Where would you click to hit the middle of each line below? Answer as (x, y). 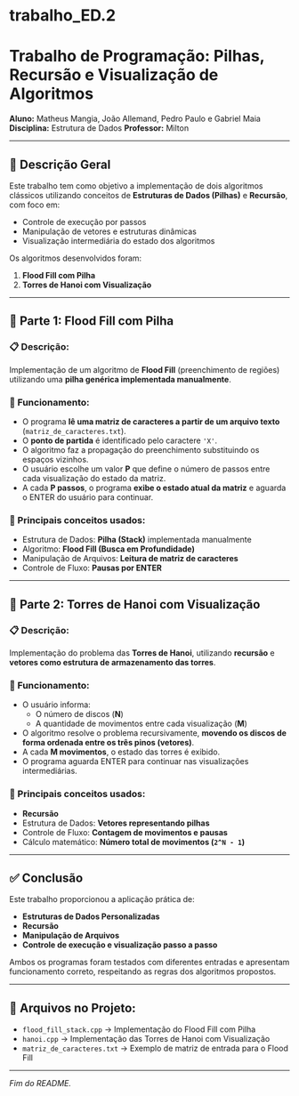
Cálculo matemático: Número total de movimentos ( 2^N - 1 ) (133, 842)
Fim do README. (40, 1084)
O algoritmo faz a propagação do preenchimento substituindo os (141, 449)
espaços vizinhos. (55, 459)
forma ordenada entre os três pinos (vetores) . (108, 743)
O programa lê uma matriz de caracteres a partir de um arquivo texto (151, 421)
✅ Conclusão (46, 878)
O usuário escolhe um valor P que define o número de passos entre (146, 469)
